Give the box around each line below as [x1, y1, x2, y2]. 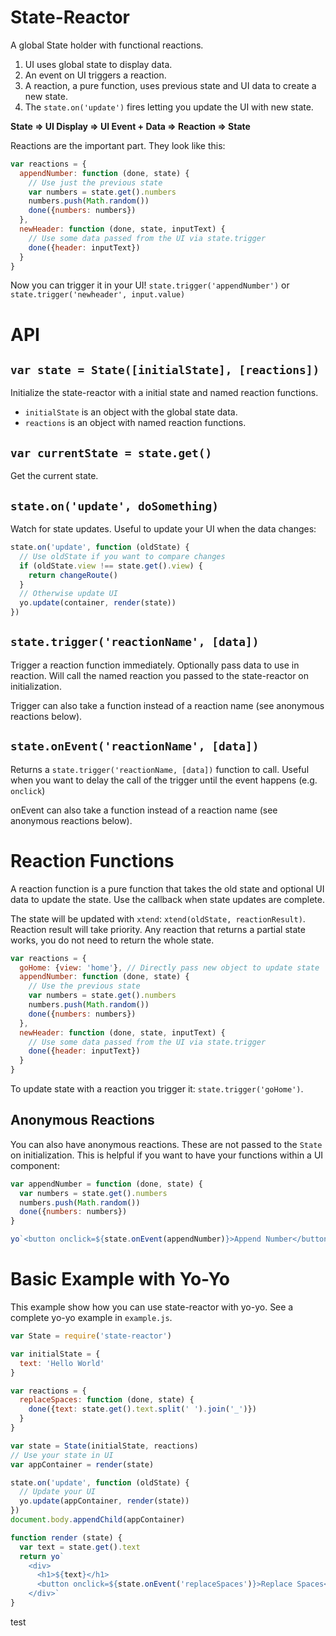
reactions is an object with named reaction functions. [24, 417, 247, 429]
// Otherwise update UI [19, 589, 118, 599]
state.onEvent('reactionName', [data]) [10, 739, 260, 754]
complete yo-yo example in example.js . [10, 1312, 173, 1323]
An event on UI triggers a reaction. [24, 69, 167, 81]
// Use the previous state [28, 981, 141, 991]
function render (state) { [10, 1532, 123, 1543]
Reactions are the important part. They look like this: [10, 139, 226, 151]
